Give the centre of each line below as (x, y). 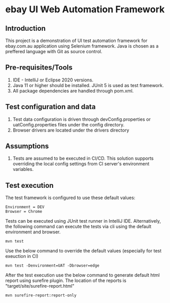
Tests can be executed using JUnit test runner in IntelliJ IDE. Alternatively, (83, 221)
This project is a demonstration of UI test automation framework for (76, 40)
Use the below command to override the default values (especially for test (83, 251)
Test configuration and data (50, 107)
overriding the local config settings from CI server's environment (81, 164)
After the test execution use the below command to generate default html (82, 275)
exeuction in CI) (22, 256)
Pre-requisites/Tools (39, 68)
